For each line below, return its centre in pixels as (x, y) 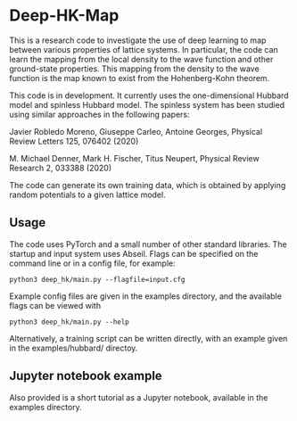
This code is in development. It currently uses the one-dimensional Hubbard (149, 95)
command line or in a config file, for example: (92, 263)
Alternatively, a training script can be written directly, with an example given (148, 338)
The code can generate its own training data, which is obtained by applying (148, 185)
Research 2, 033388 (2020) (61, 168)
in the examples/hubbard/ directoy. (74, 348)
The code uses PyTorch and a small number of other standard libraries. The (148, 244)
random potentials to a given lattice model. (88, 194)
